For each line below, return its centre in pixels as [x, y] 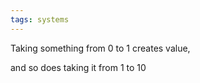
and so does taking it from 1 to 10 [78, 67]
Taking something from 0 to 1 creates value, [100, 48]
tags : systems [40, 19]
